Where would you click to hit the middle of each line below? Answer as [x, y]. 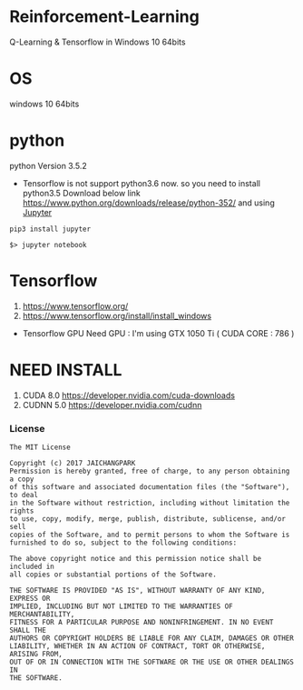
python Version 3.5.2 [49, 165]
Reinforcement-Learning [104, 17]
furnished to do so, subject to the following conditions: [123, 543]
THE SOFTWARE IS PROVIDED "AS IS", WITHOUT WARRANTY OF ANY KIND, [137, 590]
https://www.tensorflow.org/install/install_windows [117, 315]
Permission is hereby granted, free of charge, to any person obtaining [150, 471]
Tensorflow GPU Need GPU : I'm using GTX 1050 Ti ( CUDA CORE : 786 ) [158, 333]
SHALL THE [28, 630]
